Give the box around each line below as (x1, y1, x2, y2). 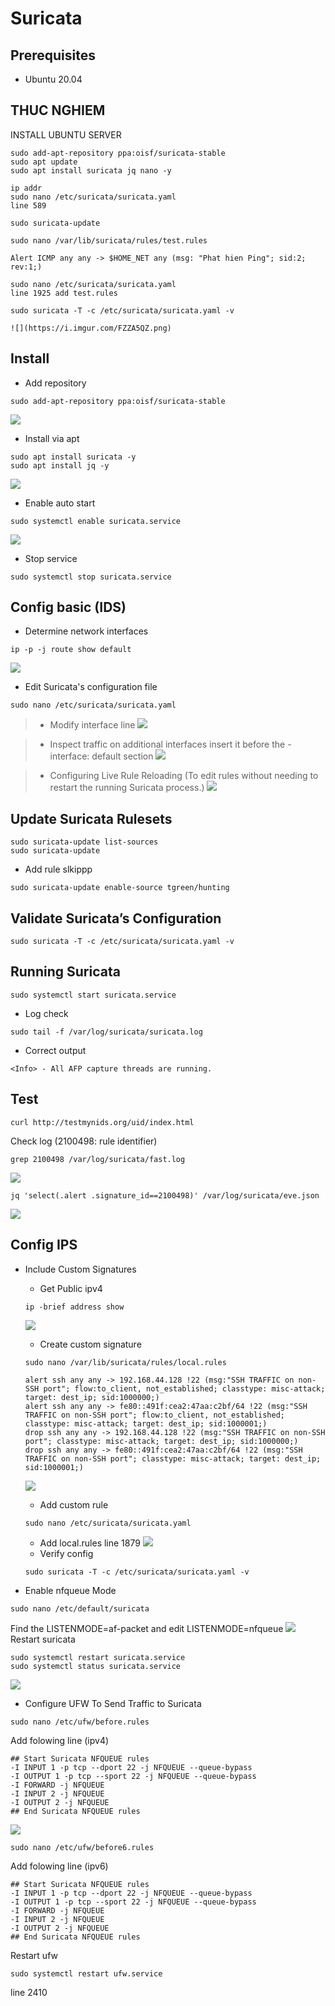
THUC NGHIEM (10, 102, 106, 119)
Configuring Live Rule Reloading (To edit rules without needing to (49, 770, 319, 782)
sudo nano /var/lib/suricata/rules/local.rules (24, 1357, 227, 1367)
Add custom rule (39, 1498, 109, 1511)
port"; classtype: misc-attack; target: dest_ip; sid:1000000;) (24, 1436, 299, 1446)
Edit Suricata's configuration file (24, 681, 158, 693)
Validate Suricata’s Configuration (10, 910, 222, 927)
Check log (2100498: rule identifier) (10, 1135, 158, 1147)
